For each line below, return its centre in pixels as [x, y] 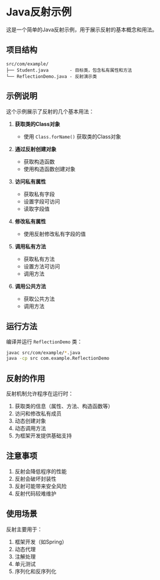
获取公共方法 [39, 299]
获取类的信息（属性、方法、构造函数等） [64, 406]
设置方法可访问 [42, 266]
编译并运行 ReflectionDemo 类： [44, 342]
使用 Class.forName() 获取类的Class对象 [72, 136]
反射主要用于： [24, 529]
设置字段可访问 [42, 201]
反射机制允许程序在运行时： [40, 394]
